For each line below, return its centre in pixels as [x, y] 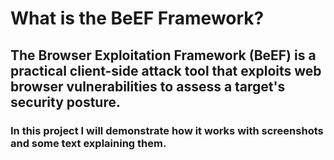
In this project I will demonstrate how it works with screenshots [167, 130]
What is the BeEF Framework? [137, 18]
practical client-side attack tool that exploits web [166, 70]
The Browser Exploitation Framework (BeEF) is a [163, 55]
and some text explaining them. [88, 143]
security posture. [66, 102]
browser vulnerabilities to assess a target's [148, 86]
